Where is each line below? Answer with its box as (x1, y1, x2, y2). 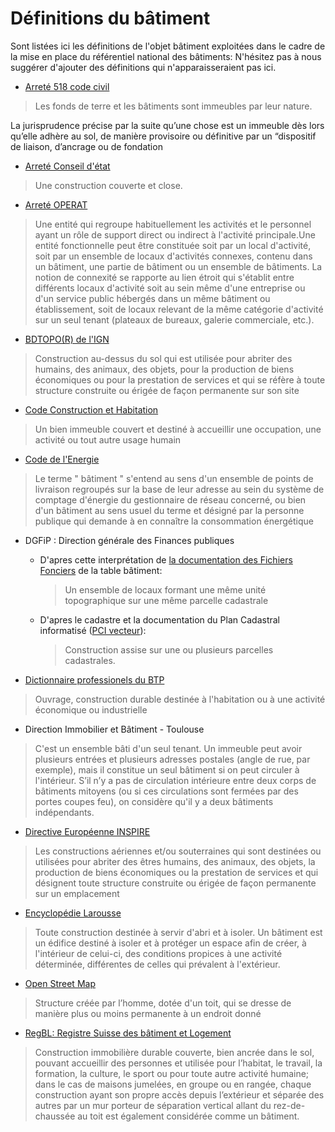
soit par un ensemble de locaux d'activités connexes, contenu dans (34, 250, 313, 262)
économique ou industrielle (34, 703, 148, 716)
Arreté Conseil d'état (24, 160, 111, 172)
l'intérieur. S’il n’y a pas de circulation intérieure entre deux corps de (34, 774, 317, 786)
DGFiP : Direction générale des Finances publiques (24, 534, 235, 546)
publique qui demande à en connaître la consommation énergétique (34, 515, 314, 527)
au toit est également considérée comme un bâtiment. (77, 1110, 300, 1122)
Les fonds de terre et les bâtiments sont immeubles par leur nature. (34, 100, 313, 112)
